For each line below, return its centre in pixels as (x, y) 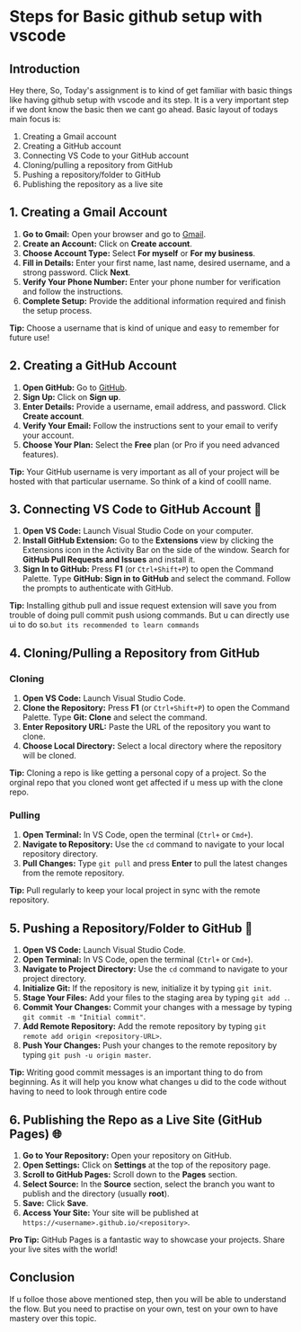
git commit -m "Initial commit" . (84, 1017)
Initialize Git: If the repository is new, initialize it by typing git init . (147, 988)
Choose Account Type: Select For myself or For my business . (139, 253)
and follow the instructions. (73, 291)
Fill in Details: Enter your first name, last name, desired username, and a (156, 262)
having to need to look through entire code (89, 1092)
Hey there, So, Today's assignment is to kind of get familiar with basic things (151, 90)
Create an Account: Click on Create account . (107, 244)
